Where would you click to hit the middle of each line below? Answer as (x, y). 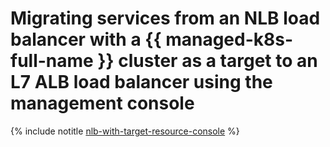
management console (102, 103)
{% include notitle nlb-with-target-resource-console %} (125, 131)
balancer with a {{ (86, 39)
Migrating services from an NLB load (165, 18)
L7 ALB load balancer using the (141, 82)
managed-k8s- (229, 39)
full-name (52, 61)
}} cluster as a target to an (207, 61)
